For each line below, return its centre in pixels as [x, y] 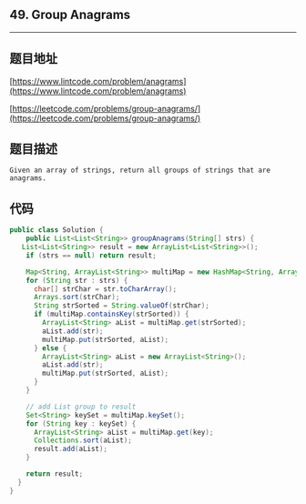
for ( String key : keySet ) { [81, 423]
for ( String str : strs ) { [77, 280]
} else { [50, 348]
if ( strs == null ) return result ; [91, 255]
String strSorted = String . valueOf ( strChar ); [121, 306]
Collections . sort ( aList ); [82, 440]
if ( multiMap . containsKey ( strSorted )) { [111, 314]
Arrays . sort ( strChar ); [76, 297]
